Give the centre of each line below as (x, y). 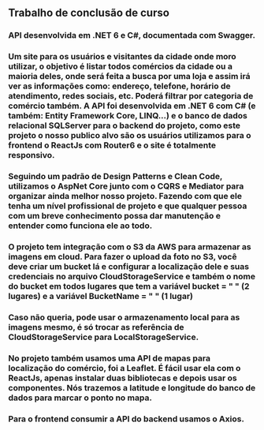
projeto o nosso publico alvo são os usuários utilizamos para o (130, 136)
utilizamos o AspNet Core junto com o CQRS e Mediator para (126, 186)
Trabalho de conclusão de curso (89, 13)
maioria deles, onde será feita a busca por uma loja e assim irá (129, 77)
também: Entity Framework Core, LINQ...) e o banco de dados (128, 116)
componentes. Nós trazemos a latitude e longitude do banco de (132, 387)
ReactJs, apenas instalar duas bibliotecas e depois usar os (123, 378)
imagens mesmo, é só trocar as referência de (96, 327)
